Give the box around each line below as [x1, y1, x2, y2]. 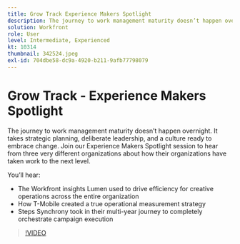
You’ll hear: [7, 171, 41, 179]
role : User [7, 30, 40, 38]
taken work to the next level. [7, 156, 91, 165]
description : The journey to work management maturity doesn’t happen [7, 17, 222, 24]
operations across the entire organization [17, 192, 139, 200]
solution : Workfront [7, 24, 69, 31]
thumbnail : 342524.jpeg [7, 51, 79, 58]
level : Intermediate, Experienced [7, 37, 111, 44]
